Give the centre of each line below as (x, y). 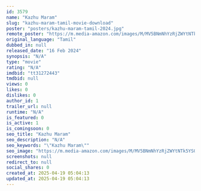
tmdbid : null (22, 78)
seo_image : (20, 151)
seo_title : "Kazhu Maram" (38, 134)
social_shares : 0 (28, 168)
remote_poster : (25, 34)
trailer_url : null (29, 106)
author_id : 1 (22, 101)
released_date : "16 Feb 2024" (44, 51)
